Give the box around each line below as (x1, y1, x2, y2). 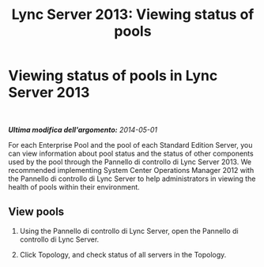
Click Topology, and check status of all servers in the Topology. (19, 250, 227, 259)
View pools (8, 205, 65, 219)
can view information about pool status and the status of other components (8, 149, 255, 158)
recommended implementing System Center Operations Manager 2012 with (8, 165, 255, 175)
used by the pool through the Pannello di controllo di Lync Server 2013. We (8, 156, 251, 167)
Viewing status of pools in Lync (8, 67, 218, 85)
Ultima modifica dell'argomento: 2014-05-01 (8, 125, 158, 134)
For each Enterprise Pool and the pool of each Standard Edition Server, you (8, 140, 253, 149)
